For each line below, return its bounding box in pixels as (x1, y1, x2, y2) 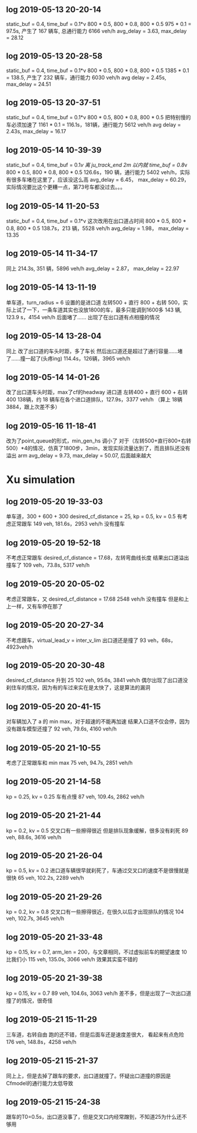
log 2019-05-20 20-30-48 (6, 660, 105, 670)
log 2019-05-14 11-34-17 (6, 248, 98, 258)
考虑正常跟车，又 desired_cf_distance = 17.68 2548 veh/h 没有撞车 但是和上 (6, 595, 189, 602)
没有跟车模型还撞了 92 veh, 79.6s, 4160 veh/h (6, 725, 117, 732)
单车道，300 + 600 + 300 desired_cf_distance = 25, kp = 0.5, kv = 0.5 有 (6, 513, 182, 520)
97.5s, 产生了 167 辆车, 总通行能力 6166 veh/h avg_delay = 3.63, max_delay (6, 27, 187, 34)
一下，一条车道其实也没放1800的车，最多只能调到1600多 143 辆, (26, 306, 182, 313)
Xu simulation (6, 473, 75, 486)
